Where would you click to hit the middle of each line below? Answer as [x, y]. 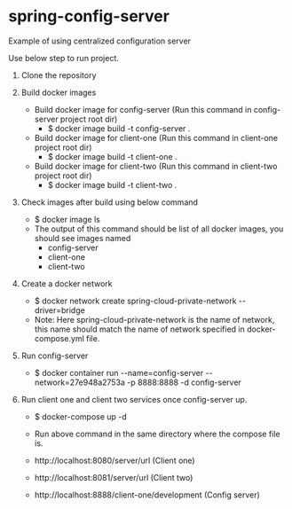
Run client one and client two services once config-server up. [134, 399]
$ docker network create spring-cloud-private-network [135, 301]
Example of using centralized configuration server [100, 41]
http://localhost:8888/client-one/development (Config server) [147, 495]
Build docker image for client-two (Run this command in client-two [156, 166]
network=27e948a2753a [80, 382]
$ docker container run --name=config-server [119, 372]
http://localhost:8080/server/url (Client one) [115, 460]
